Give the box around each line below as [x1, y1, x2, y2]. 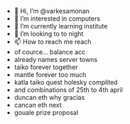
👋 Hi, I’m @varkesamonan [13, 7, 90, 15]
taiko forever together [13, 63, 78, 71]
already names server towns [13, 56, 98, 63]
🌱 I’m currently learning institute [13, 22, 108, 30]
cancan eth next [13, 100, 62, 109]
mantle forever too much [13, 71, 87, 78]
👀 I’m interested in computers [13, 14, 101, 23]
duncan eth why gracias [13, 93, 85, 101]
